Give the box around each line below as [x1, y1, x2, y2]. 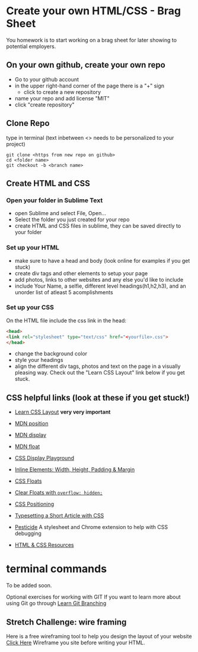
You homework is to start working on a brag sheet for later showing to [6, 36, 177, 43]
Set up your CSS [6, 303, 55, 311]
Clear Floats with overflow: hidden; [14, 489, 103, 496]
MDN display [14, 431, 46, 439]
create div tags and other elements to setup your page [14, 269, 148, 277]
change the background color [14, 350, 88, 357]
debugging [14, 530, 41, 537]
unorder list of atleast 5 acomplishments [14, 288, 114, 295]
